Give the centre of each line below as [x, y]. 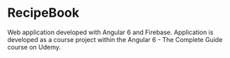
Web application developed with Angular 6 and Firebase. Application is [110, 32]
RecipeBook [44, 13]
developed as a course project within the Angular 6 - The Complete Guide [115, 39]
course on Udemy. [34, 47]
